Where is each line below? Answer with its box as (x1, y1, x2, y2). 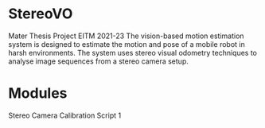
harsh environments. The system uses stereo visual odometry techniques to (8, 48, 257, 57)
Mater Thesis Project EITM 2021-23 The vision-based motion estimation (8, 31, 244, 41)
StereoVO (8, 5, 73, 23)
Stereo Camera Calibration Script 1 (8, 111, 122, 120)
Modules (8, 84, 68, 103)
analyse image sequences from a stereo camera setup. (8, 56, 189, 66)
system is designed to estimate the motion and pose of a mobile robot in (8, 39, 245, 48)
